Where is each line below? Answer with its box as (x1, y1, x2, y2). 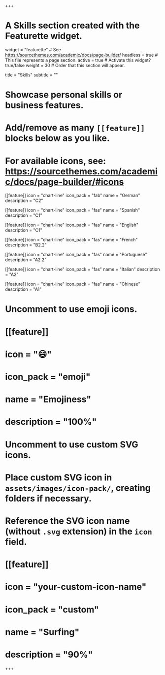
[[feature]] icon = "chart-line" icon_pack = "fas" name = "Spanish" (5, 207, 140, 213)
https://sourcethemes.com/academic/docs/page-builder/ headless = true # (5, 52, 158, 58)
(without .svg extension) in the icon (5, 526, 153, 537)
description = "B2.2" (5, 242, 47, 248)
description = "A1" (5, 286, 42, 292)
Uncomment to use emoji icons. (5, 304, 137, 315)
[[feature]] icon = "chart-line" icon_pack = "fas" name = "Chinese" (5, 281, 140, 287)
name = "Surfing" (5, 626, 80, 638)
